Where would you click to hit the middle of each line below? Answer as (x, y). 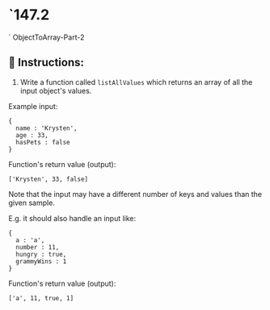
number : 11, (38, 247)
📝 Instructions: (46, 63)
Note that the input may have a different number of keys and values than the (135, 194)
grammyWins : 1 (41, 261)
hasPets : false (43, 142)
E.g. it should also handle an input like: (72, 218)
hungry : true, (41, 254)
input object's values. (56, 90)
